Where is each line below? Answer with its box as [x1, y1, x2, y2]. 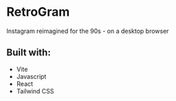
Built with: [6, 47, 51, 58]
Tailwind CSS [16, 87, 54, 95]
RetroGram [6, 4, 70, 20]
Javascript [16, 72, 47, 80]
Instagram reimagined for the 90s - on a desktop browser [6, 27, 169, 35]
